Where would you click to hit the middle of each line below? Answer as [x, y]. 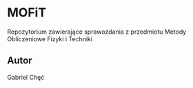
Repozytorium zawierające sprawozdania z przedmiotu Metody [97, 32]
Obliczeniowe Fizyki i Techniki [50, 38]
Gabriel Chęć [26, 77]
